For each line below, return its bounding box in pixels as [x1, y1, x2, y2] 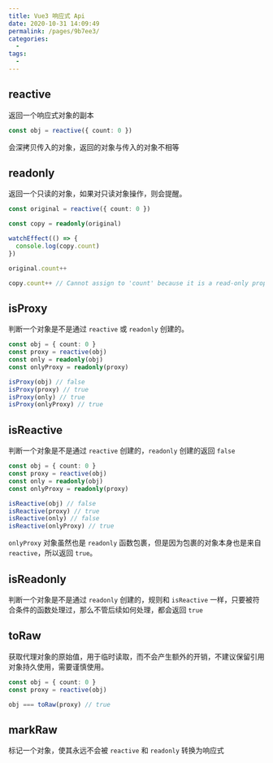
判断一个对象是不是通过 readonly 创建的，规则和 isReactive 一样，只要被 [8, 594, 253, 604]
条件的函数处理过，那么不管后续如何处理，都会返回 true [15, 604, 203, 615]
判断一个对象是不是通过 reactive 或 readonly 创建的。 [8, 324, 189, 334]
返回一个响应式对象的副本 [8, 110, 94, 120]
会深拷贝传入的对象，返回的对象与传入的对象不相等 [8, 142, 180, 151]
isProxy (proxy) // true [8, 385, 89, 393]
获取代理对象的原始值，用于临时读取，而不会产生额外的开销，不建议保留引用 [8, 651, 265, 661]
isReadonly [8, 572, 67, 586]
